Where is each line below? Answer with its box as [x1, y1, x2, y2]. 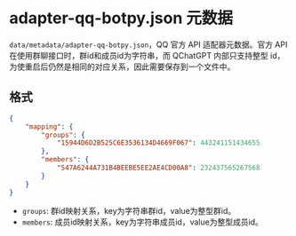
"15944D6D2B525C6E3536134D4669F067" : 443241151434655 [56, 138, 260, 147]
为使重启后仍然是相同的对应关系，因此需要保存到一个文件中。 [9, 61, 236, 72]
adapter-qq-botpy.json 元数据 [9, 8, 234, 28]
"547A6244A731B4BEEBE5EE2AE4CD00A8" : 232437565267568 [56, 163, 260, 172]
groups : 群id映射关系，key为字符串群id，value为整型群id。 [21, 205, 236, 216]
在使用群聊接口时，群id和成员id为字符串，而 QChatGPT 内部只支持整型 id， [9, 50, 285, 60]
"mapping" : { [25, 122, 74, 131]
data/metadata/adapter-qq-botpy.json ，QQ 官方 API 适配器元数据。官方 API [9, 39, 288, 50]
